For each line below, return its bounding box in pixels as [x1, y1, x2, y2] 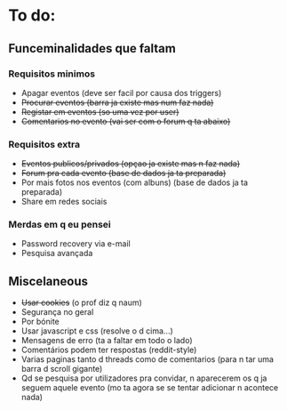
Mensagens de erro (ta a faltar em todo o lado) [20, 335, 193, 346]
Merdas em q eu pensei [8, 219, 112, 231]
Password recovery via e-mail [20, 238, 131, 249]
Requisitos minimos [8, 68, 95, 80]
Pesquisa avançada [20, 248, 93, 259]
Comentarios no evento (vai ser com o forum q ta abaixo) [20, 116, 231, 126]
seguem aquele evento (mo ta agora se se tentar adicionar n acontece [20, 382, 279, 393]
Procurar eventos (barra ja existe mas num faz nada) [20, 97, 214, 108]
